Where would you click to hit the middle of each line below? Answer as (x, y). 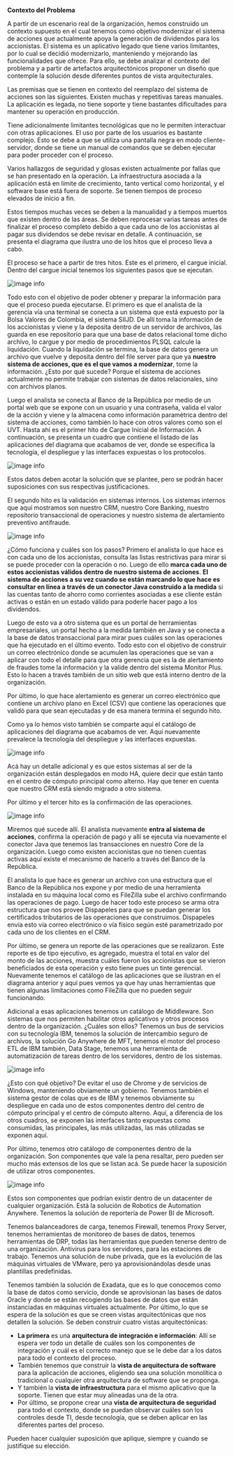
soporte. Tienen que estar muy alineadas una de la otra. (98, 1395)
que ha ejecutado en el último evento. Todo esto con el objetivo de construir (117, 645)
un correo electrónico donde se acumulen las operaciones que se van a (111, 653)
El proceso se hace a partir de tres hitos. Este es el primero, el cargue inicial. (117, 263)
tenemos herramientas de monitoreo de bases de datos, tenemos (101, 1234)
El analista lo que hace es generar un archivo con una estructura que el (110, 880)
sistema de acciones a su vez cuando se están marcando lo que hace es (114, 579)
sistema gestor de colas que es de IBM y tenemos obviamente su (101, 1098)
